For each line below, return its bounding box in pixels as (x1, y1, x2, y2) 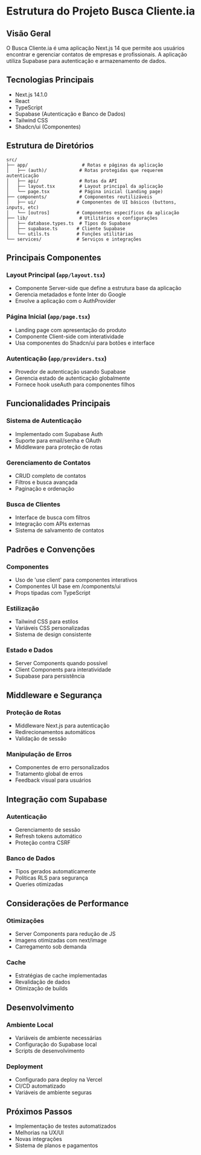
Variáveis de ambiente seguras (14, 1089, 92, 1096)
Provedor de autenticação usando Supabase (14, 368, 126, 375)
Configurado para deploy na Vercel (14, 1076, 103, 1084)
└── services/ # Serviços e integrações (6, 236, 142, 242)
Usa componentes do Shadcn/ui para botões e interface (14, 339, 155, 346)
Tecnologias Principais (6, 74, 94, 85)
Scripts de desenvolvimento (14, 1047, 85, 1054)
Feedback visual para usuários (14, 776, 92, 784)
